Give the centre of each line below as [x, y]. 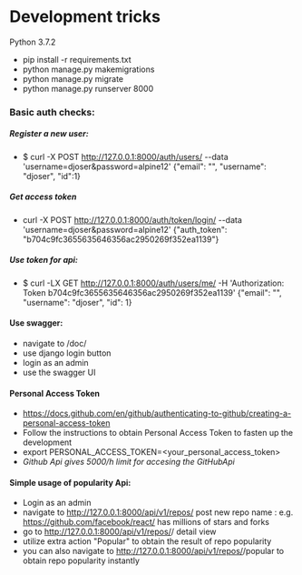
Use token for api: [44, 260]
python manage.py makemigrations [88, 69]
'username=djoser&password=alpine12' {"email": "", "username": [145, 166]
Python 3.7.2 [33, 42]
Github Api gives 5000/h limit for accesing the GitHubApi [129, 462]
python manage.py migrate [73, 78]
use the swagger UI [59, 372]
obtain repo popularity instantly [81, 560]
